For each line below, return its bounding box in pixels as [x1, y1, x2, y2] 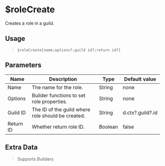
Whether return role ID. [31, 123, 85, 130]
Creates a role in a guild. [5, 20, 55, 26]
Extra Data [5, 143, 38, 151]
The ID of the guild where [31, 106, 90, 113]
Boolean [99, 123, 118, 130]
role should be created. [31, 112, 85, 119]
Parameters [5, 61, 42, 69]
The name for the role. [31, 84, 83, 91]
